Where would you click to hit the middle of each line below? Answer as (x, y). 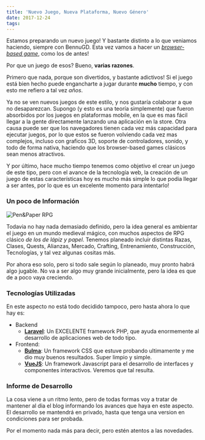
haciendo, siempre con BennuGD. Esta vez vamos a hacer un (83, 47)
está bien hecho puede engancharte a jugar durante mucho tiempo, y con (100, 84)
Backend (26, 324)
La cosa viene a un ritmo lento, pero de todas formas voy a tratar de (92, 399)
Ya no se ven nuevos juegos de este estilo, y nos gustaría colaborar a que (99, 102)
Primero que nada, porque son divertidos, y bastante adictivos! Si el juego (99, 78)
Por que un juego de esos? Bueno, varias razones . (70, 65)
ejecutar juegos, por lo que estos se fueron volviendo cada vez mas (92, 134)
